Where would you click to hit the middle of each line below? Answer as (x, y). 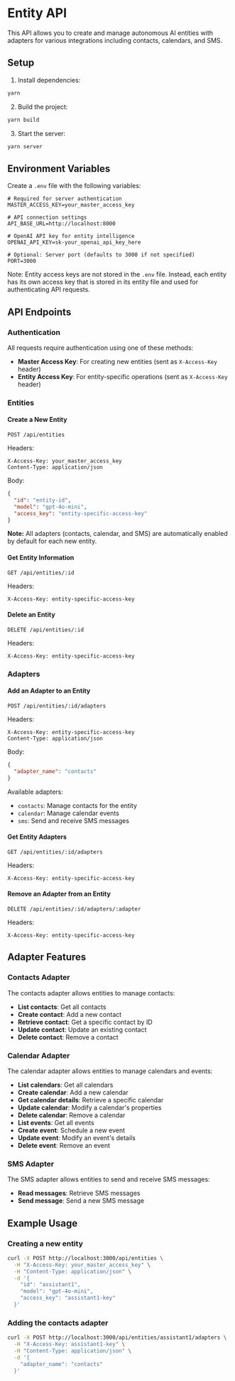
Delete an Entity (31, 615)
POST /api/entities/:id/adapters (57, 706)
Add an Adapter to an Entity (49, 691)
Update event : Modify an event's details (77, 1137)
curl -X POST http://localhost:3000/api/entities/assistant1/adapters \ (117, 1338)
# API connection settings (47, 218)
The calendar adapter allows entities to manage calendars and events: (110, 1071)
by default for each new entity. (52, 541)
